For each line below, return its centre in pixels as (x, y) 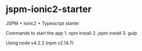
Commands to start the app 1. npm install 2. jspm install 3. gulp (72, 33)
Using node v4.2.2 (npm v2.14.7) (40, 43)
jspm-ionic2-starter (49, 9)
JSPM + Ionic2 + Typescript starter (42, 23)
